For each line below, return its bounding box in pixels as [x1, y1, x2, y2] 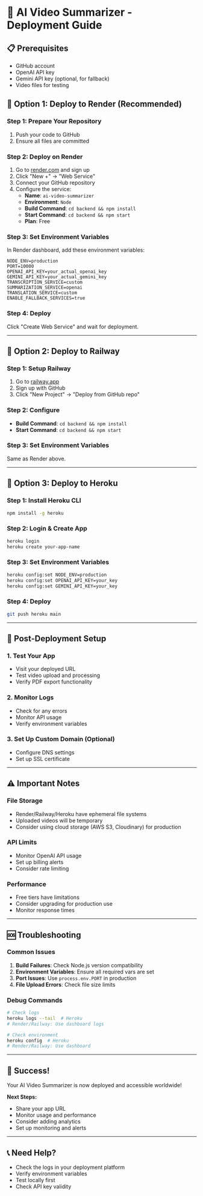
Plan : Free [24, 217, 51, 224]
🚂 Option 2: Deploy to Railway [7, 346, 120, 356]
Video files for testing [15, 82, 69, 88]
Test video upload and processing [15, 672, 101, 679]
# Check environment [7, 1031, 59, 1038]
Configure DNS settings [15, 748, 75, 756]
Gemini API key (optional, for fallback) [15, 75, 110, 82]
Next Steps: [7, 1093, 37, 1100]
